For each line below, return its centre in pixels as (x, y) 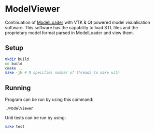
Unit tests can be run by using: (35, 117)
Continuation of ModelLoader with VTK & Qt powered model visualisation (78, 22)
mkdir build (17, 59)
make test (15, 126)
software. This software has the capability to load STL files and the (71, 27)
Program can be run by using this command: (49, 100)
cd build (14, 64)
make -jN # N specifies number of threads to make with (62, 73)
